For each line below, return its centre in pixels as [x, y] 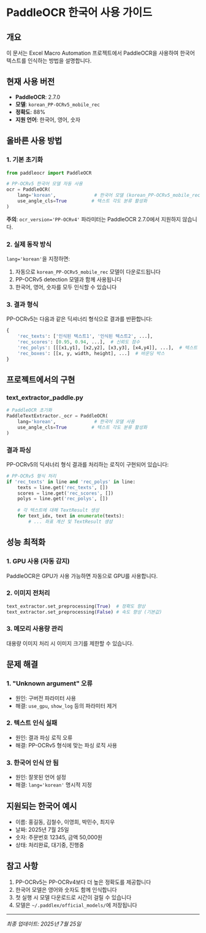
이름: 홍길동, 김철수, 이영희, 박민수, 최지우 [65, 821]
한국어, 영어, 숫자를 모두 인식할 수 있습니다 [66, 287]
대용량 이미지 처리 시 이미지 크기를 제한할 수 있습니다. [70, 643]
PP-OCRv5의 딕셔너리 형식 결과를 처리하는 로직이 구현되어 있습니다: [88, 464]
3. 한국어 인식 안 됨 [33, 763]
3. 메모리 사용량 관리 [35, 629]
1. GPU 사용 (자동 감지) [38, 562]
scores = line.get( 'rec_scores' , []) [66, 493]
